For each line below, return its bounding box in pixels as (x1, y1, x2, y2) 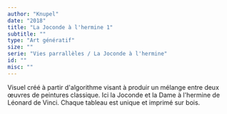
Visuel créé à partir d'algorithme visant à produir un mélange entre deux (7, 83, 220, 91)
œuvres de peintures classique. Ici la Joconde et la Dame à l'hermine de (7, 90, 220, 99)
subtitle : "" (7, 30, 46, 38)
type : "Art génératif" (7, 37, 75, 44)
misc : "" (7, 63, 34, 71)
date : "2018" (7, 17, 46, 24)
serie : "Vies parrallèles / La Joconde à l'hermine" (7, 51, 168, 58)
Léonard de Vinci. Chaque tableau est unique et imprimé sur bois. (7, 98, 201, 107)
